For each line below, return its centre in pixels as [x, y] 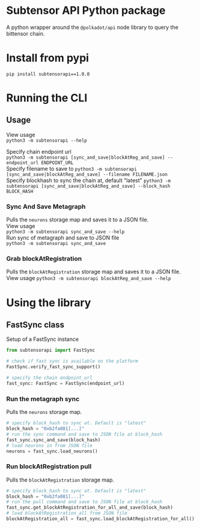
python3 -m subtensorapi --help [47, 140]
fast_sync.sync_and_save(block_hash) [53, 440]
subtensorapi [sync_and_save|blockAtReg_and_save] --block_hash [88, 186]
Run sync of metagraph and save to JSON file [63, 238]
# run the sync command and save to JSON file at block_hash [84, 434]
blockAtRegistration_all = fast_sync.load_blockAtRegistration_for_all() [101, 519]
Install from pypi [47, 58]
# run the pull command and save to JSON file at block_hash [84, 502]
